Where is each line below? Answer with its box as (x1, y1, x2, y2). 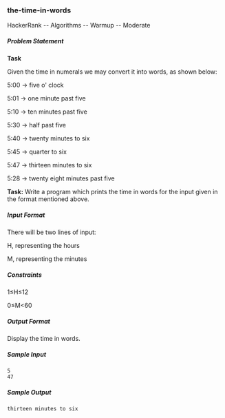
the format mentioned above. (7, 195, 89, 203)
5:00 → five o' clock (7, 81, 64, 90)
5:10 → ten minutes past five (7, 107, 87, 116)
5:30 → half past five (7, 121, 67, 129)
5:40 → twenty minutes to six (7, 134, 90, 143)
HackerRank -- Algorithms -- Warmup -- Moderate (7, 21, 151, 30)
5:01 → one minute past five (7, 94, 86, 103)
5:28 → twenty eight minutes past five (7, 174, 115, 182)
